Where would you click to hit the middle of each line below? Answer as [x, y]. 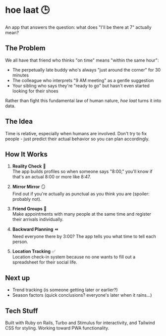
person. [20, 242]
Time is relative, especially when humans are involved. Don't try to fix [76, 133]
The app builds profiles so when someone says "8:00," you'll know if [82, 171]
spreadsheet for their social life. [45, 262]
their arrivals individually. [38, 219]
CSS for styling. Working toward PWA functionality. [57, 328]
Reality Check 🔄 [29, 166]
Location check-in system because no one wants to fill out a [74, 257]
